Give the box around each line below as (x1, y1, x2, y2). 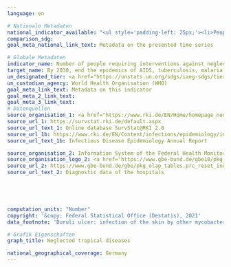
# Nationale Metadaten (7, 22, 72, 30)
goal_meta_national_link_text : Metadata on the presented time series (7, 42, 214, 49)
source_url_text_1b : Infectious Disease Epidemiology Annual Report (7, 137, 208, 145)
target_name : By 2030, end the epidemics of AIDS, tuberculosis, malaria (7, 67, 223, 74)
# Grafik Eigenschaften (7, 231, 76, 238)
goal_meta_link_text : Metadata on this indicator (7, 86, 153, 93)
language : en (7, 10, 45, 17)
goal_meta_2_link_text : (7, 92, 76, 100)
